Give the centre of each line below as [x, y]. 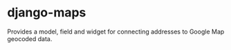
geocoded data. [30, 38]
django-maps [47, 13]
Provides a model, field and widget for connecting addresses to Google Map [116, 32]
